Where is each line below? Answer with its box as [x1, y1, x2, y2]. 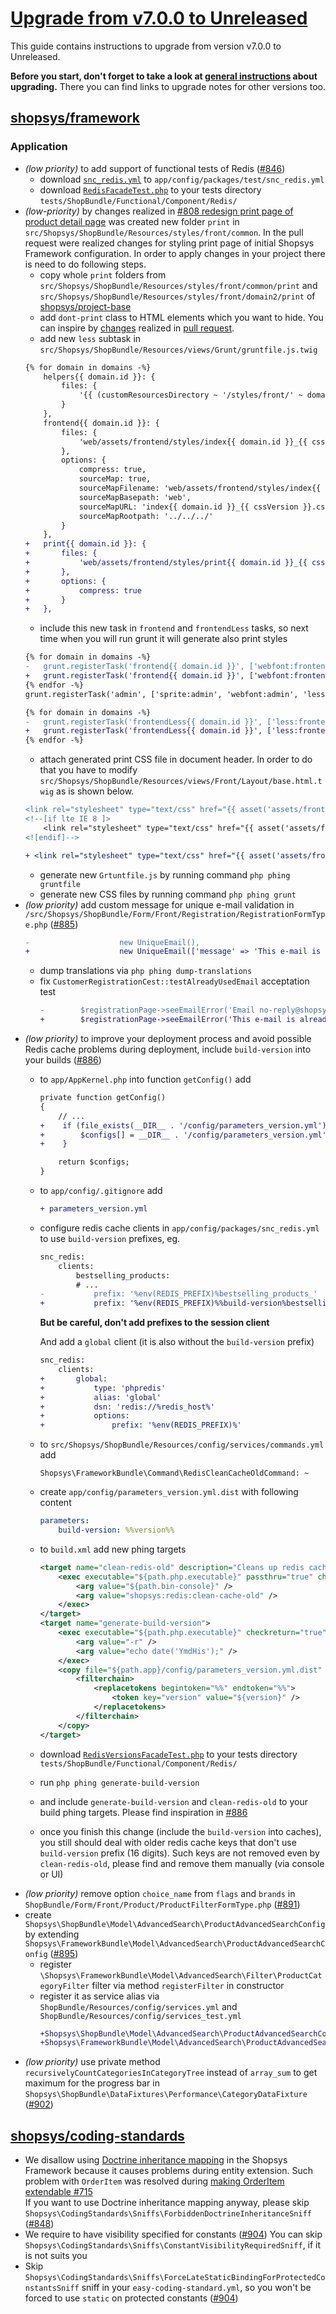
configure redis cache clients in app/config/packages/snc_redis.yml [39, 1222, 320, 1234]
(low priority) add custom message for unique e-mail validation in [24, 898, 295, 911]
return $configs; [58, 1157, 130, 1167]
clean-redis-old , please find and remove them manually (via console [39, 1857, 325, 1869]
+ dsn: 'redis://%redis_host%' [39, 1402, 215, 1412]
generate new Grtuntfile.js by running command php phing [39, 868, 291, 881]
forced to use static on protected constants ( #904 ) [24, 2292, 239, 2304]
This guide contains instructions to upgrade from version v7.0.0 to [10, 40, 282, 52]
